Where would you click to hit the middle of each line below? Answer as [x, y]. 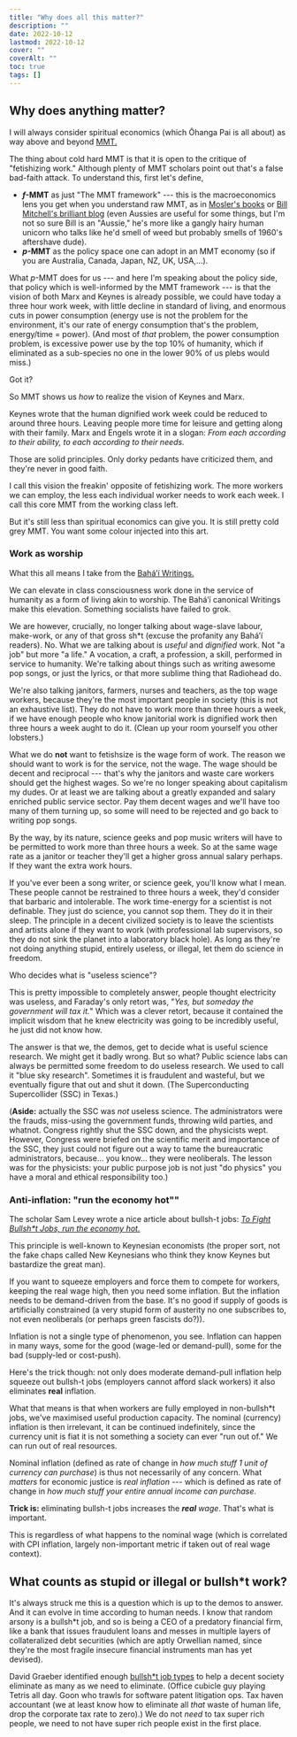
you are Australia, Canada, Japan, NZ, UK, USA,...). [115, 260]
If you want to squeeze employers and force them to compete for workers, [145, 1282]
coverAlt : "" [33, 58]
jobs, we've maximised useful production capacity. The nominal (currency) [145, 1418]
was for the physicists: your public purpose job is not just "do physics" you [145, 1167]
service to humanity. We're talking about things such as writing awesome [142, 664]
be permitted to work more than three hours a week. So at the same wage [144, 847]
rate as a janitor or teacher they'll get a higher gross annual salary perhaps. [146, 856]
